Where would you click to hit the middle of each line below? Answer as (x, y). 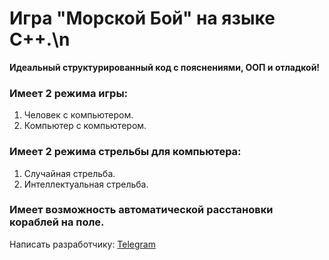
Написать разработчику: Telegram (82, 244)
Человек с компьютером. (78, 115)
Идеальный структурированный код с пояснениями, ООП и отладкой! (165, 67)
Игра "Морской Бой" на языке (142, 18)
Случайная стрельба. (69, 173)
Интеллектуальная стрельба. (86, 184)
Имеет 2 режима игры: (69, 93)
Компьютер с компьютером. (85, 126)
